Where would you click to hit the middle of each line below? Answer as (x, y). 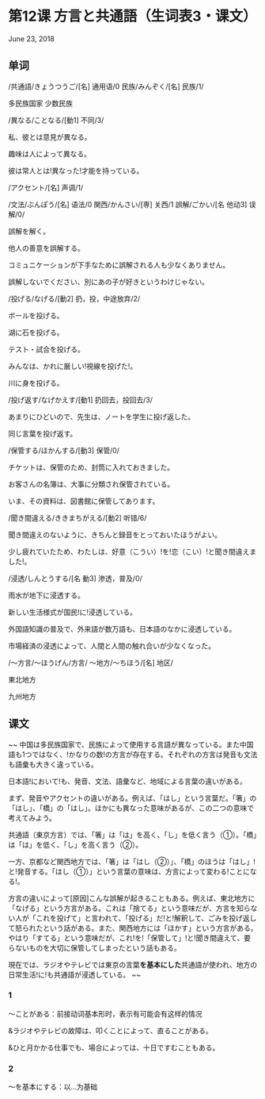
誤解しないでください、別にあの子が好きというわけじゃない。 (109, 282)
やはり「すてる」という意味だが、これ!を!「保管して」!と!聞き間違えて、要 (130, 938)
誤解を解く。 (29, 231)
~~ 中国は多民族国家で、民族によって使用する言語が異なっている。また (124, 744)
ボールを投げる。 (36, 315)
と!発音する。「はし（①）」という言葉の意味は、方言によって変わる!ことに (129, 871)
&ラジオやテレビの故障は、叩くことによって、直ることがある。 (110, 1030)
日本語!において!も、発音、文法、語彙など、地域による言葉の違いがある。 (128, 781)
